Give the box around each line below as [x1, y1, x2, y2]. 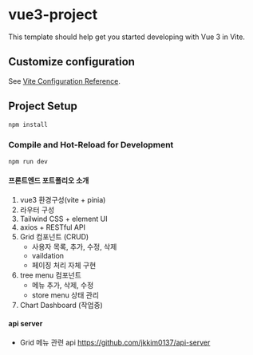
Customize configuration [8, 55, 136, 69]
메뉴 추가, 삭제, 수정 [31, 280, 94, 290]
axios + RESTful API [19, 222, 86, 232]
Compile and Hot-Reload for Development [8, 140, 174, 151]
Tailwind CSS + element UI [19, 214, 108, 223]
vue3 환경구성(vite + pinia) [19, 195, 106, 204]
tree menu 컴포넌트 [19, 270, 82, 280]
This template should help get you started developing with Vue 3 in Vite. [8, 32, 246, 41]
